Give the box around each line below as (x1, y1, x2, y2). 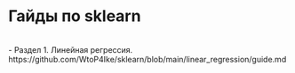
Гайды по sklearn (8, 6, 141, 26)
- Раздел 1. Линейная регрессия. (8, 44, 133, 55)
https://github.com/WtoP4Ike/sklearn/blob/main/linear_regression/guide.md (8, 54, 287, 64)
